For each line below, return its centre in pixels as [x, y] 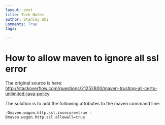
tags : [11, 29]
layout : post [19, 10]
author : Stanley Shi [27, 19]
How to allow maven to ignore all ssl [82, 58]
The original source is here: [34, 83]
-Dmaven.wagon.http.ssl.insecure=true [46, 113]
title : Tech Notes [25, 15]
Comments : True [21, 24]
